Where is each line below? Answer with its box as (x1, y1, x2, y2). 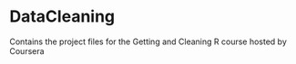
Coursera (9, 45, 45, 56)
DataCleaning (9, 6, 116, 27)
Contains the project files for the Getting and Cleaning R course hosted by (9, 36, 287, 47)
